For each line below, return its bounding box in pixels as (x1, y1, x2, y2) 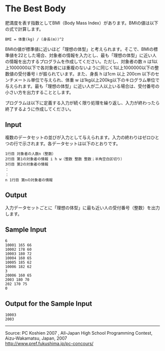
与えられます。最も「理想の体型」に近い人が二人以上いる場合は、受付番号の (5, 83, 160, 89)
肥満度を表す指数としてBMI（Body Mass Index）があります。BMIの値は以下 (5, 20, 159, 26)
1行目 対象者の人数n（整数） (5, 151, 56, 156)
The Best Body (5, 3, 66, 14)
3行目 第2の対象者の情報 (5, 161, 49, 167)
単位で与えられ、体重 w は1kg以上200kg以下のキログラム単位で (30, 77, 160, 83)
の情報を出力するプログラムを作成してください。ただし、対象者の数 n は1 (5, 58, 154, 64)
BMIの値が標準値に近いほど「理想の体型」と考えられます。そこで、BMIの (5, 46, 154, 52)
